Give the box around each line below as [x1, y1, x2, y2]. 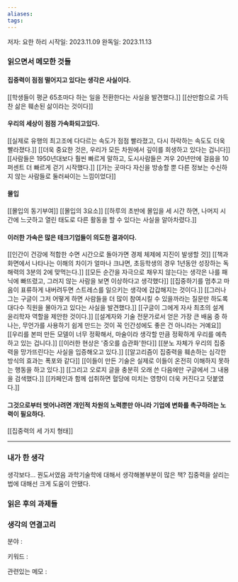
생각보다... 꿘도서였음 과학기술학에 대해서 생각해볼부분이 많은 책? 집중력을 [7, 470, 211, 479]
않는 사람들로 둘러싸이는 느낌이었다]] [14, 172, 116, 180]
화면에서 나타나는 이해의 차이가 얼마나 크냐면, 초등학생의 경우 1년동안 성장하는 [7, 259, 222, 268]
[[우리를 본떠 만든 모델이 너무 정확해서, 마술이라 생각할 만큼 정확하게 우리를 [7, 330, 214, 339]
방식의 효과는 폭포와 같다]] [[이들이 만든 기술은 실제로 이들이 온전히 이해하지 [7, 356, 217, 366]
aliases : [7, 10, 33, 18]
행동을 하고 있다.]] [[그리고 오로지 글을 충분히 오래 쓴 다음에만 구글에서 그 [14, 366, 216, 374]
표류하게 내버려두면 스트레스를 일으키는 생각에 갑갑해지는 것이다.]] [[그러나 [20, 285, 227, 295]
